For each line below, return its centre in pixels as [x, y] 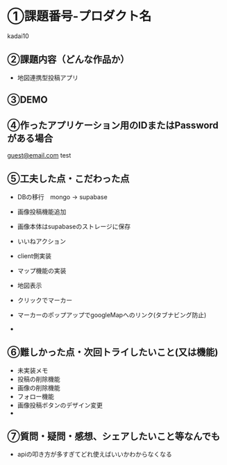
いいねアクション [42, 241]
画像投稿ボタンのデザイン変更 [60, 405]
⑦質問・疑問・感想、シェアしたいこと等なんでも [114, 436]
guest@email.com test [39, 155]
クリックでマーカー [45, 300]
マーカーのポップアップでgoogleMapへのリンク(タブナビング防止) [112, 314]
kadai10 [18, 36]
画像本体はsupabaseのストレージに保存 [74, 226]
